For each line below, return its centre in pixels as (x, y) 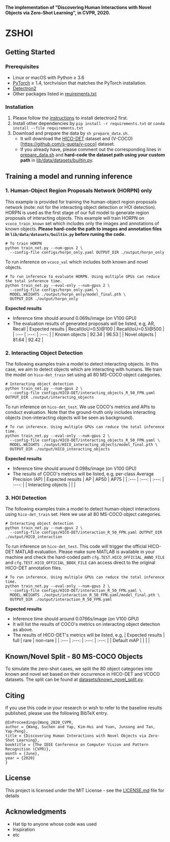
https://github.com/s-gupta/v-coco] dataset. (69, 144)
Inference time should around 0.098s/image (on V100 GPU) (75, 469)
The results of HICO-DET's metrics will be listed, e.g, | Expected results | (89, 635)
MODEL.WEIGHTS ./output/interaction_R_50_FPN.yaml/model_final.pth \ (85, 595)
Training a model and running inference (69, 176)
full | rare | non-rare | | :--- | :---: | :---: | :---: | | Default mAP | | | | (81, 641)
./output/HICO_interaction (34, 537)
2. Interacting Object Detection (44, 353)
